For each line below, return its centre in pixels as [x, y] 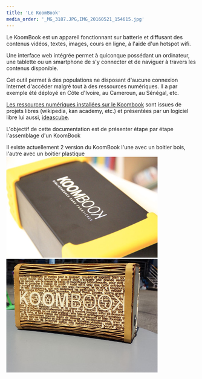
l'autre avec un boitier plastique [46, 154]
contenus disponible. [32, 68]
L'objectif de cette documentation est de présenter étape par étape [90, 129]
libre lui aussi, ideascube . [38, 117]
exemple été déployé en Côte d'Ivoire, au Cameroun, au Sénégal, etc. [93, 92]
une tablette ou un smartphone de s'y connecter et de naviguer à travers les [101, 62]
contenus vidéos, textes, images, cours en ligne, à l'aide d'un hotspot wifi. [99, 44]
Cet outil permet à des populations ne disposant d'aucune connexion [92, 80]
